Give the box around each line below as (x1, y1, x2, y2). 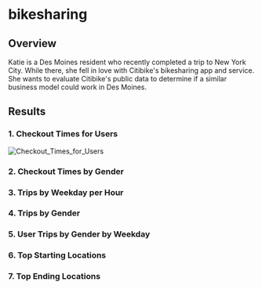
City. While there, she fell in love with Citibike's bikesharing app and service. (8, 66, 255, 75)
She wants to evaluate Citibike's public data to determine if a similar (8, 74, 227, 83)
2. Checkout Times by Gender (8, 166, 124, 177)
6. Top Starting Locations (8, 250, 107, 261)
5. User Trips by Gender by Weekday (8, 229, 151, 240)
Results (8, 105, 46, 118)
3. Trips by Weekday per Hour (8, 186, 124, 197)
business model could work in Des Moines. (8, 82, 147, 92)
